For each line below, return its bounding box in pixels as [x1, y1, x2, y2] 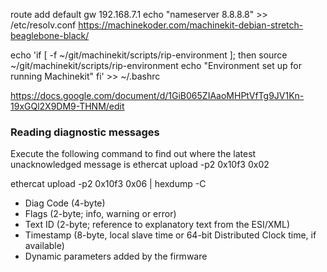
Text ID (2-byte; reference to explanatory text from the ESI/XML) [24, 219, 291, 231]
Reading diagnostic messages [10, 125, 160, 139]
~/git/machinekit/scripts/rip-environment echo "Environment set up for [10, 60, 302, 71]
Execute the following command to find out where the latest [10, 148, 257, 160]
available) [24, 240, 65, 252]
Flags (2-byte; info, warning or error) [24, 208, 177, 220]
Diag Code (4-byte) [24, 197, 106, 209]
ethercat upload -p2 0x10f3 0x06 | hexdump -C [10, 178, 207, 190]
